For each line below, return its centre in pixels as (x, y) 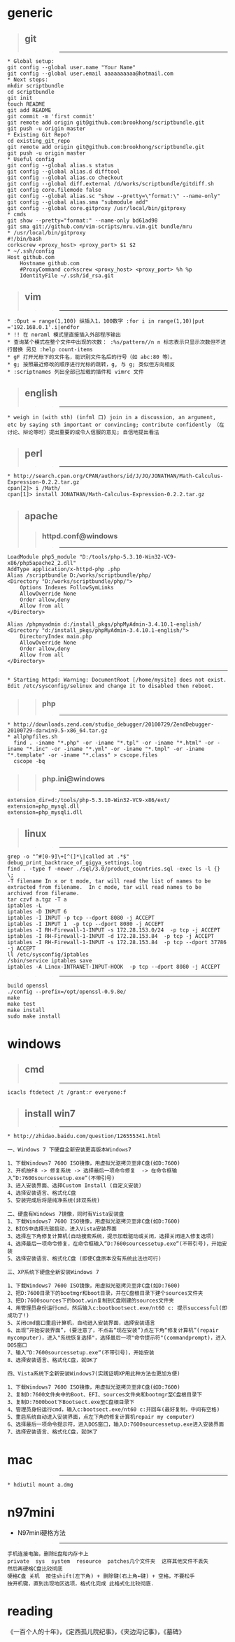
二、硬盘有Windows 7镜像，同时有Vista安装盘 (66, 1214)
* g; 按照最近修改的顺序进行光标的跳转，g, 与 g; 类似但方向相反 (91, 364)
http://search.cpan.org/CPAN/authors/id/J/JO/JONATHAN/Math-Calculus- (119, 476)
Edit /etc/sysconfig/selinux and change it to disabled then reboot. (111, 686)
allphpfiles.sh (36, 737)
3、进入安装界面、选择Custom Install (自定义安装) (74, 1186)
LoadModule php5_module (42, 557)
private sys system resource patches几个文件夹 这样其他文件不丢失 (108, 1562)
